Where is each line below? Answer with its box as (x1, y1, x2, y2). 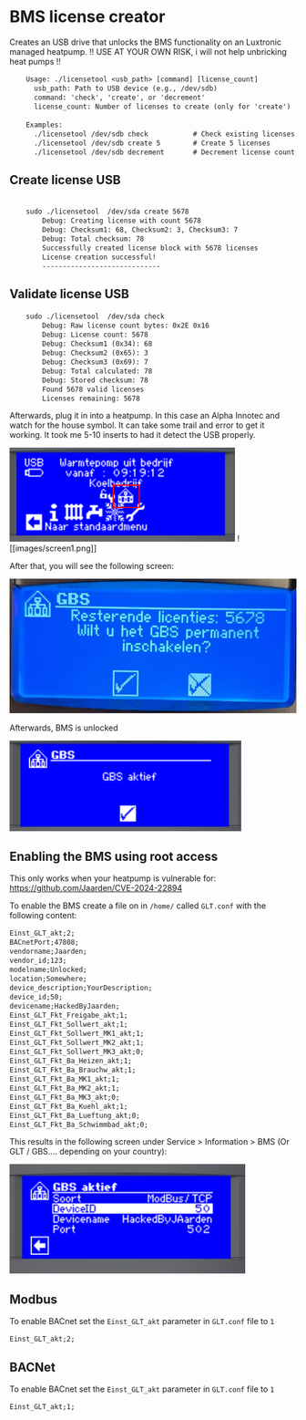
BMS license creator (9, 6, 166, 27)
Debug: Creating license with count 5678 (42, 216, 202, 225)
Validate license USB (9, 286, 129, 302)
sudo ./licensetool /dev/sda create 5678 (25, 207, 189, 216)
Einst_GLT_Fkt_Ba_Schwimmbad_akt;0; (9, 1120, 148, 1130)
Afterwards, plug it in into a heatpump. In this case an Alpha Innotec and (9, 409, 280, 420)
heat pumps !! (9, 56, 62, 67)
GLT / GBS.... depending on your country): (9, 1146, 168, 1157)
